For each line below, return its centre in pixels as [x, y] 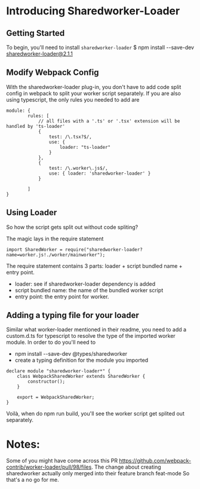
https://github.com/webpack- [155, 461]
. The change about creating [126, 467]
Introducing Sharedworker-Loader [93, 11]
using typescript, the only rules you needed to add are [73, 99]
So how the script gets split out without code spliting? [72, 227]
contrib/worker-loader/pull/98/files [49, 467]
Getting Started [36, 33]
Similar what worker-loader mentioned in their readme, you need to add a [96, 329]
